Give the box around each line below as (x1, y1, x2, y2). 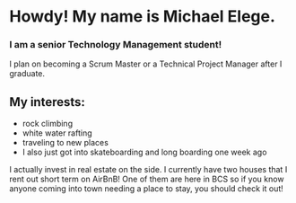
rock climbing (22, 119, 74, 129)
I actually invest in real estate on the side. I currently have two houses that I (9, 164, 288, 175)
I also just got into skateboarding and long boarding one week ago (22, 146, 267, 158)
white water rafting (22, 128, 92, 138)
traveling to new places (22, 137, 109, 148)
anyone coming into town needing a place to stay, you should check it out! (9, 183, 284, 194)
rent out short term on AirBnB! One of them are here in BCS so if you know (9, 173, 284, 185)
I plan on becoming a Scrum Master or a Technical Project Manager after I (9, 58, 283, 69)
